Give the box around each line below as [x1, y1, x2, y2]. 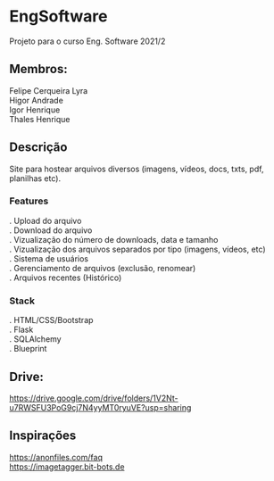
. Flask [9, 324, 34, 336]
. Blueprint [9, 344, 47, 354]
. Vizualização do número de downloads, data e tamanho [9, 234, 219, 245]
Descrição [9, 140, 68, 155]
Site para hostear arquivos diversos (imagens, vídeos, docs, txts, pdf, [9, 163, 264, 174]
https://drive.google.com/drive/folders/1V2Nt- [9, 393, 179, 403]
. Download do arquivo [9, 225, 93, 236]
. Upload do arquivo [9, 215, 82, 226]
